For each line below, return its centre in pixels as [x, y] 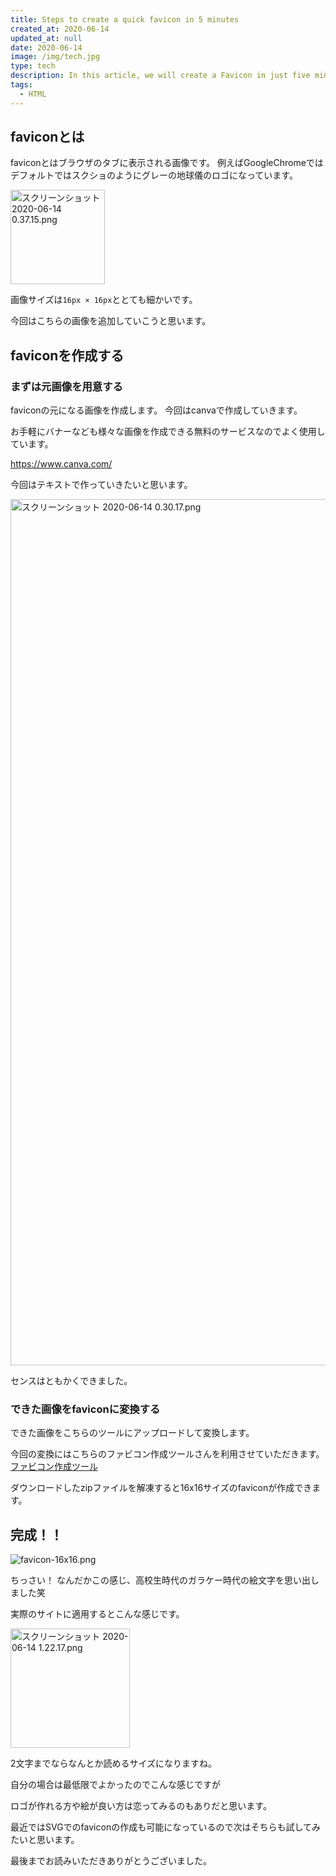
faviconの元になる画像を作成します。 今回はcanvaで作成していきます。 [156, 410]
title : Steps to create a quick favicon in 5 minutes [125, 19]
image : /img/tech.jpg [55, 57]
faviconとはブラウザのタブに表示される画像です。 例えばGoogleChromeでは [167, 163]
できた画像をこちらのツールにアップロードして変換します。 [132, 1433]
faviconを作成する [67, 355]
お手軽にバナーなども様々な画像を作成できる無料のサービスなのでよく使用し [168, 432]
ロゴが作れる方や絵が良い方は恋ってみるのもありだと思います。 [141, 1806]
